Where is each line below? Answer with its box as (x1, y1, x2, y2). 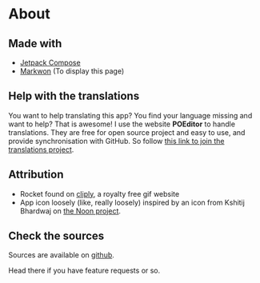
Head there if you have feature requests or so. (8, 265, 161, 276)
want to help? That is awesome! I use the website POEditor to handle (8, 119, 236, 129)
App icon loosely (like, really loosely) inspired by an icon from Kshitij (19, 197, 246, 207)
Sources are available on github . (8, 250, 114, 260)
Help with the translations (8, 90, 140, 103)
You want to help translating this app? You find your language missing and (8, 110, 253, 120)
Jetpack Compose (19, 58, 82, 67)
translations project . (8, 145, 74, 154)
